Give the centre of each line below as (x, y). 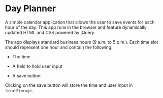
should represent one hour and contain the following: (59, 47)
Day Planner (31, 9)
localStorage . (19, 90)
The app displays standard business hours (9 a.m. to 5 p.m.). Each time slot (82, 42)
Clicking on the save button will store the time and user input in (69, 85)
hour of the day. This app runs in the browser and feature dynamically (76, 27)
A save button (26, 75)
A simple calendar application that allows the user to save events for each (80, 22)
